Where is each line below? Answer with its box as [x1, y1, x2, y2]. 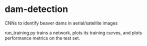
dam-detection [4, 3, 68, 15]
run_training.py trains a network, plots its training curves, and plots [4, 29, 142, 35]
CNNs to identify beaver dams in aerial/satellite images [4, 20, 118, 26]
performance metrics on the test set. [4, 35, 80, 41]
